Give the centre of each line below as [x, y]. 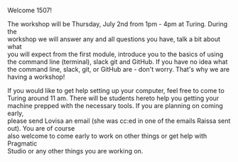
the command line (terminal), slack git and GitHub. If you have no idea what [118, 62]
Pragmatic [22, 144]
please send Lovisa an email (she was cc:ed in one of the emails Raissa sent [119, 121]
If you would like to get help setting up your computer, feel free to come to [116, 91]
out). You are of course [41, 128]
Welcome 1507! [29, 10]
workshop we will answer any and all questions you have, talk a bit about [114, 39]
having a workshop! [36, 77]
